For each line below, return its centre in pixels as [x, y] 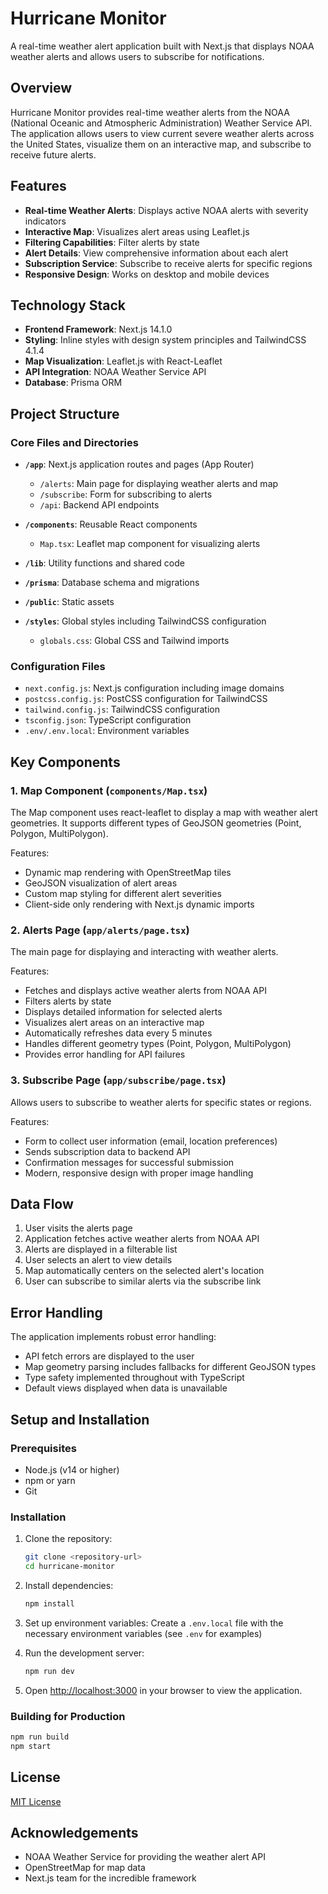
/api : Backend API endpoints [99, 505]
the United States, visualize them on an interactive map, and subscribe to [161, 144]
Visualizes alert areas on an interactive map [114, 1023]
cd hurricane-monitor [69, 1567]
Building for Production [68, 1716]
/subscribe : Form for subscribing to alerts [126, 494]
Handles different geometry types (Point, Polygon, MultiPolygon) [158, 1044]
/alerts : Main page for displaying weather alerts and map [159, 484]
